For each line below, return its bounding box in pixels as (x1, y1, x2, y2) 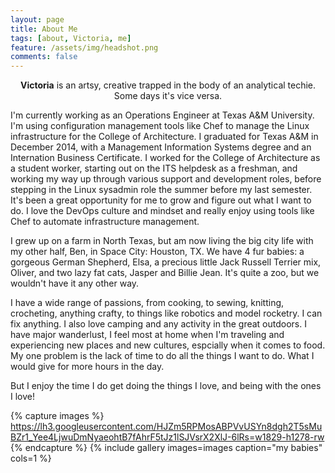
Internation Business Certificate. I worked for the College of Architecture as (10, 152, 321, 164)
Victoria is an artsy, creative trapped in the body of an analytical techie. (19, 79, 317, 91)
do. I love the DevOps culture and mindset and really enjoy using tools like (10, 205, 315, 217)
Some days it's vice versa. (113, 90, 223, 102)
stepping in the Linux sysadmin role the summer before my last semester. (10, 184, 313, 196)
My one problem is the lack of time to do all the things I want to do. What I (10, 350, 315, 362)
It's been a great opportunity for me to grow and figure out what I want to (10, 194, 312, 206)
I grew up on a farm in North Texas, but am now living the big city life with (10, 235, 314, 247)
